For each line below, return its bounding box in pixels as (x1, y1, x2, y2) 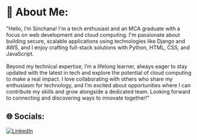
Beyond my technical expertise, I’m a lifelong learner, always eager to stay (6, 62, 188, 70)
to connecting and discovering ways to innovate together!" (6, 94, 150, 101)
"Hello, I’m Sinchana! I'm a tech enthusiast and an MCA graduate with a (6, 25, 180, 32)
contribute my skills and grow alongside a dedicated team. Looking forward (6, 88, 191, 95)
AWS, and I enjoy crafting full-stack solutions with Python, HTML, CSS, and (6, 44, 190, 51)
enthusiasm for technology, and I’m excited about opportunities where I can (6, 81, 191, 88)
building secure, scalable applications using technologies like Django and (6, 37, 185, 44)
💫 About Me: (6, 5, 69, 19)
